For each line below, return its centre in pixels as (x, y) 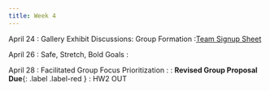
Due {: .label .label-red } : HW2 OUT (68, 78)
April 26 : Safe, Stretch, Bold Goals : (68, 54)
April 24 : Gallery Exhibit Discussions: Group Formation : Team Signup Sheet (135, 39)
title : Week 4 (33, 16)
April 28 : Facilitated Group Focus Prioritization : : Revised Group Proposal (133, 70)
